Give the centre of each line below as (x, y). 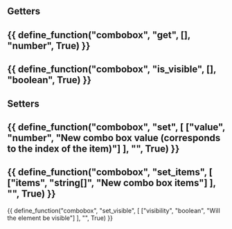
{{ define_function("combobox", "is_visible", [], (112, 70)
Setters (24, 103)
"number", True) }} (49, 45)
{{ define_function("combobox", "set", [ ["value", (116, 127)
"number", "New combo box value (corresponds (114, 138)
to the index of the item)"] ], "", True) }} (93, 148)
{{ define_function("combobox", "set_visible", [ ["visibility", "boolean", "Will (114, 210)
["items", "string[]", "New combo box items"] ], (111, 183)
